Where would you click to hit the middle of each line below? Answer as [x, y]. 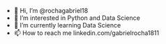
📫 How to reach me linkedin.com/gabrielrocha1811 [86, 33]
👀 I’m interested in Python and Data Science [77, 18]
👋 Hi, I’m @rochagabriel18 [51, 11]
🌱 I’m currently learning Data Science [67, 25]
